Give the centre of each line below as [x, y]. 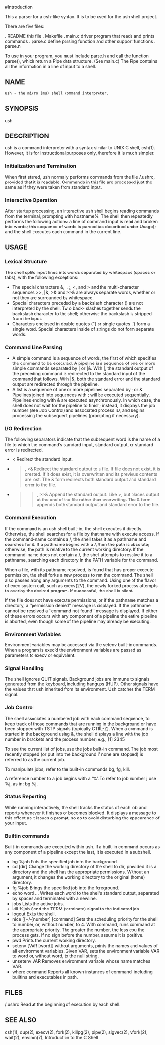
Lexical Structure [26, 262]
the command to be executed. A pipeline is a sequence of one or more [84, 363]
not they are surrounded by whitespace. [53, 297]
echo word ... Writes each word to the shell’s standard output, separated [85, 893]
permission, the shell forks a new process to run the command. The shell [79, 575]
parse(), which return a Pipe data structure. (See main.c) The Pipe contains [81, 61]
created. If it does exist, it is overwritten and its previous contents [91, 474]
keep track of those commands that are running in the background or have [81, 724]
